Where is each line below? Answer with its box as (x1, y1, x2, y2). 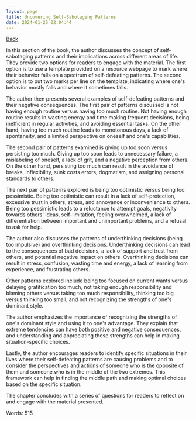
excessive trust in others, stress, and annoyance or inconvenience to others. (6, 199, 190, 206)
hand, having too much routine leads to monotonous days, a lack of (6, 126, 169, 133)
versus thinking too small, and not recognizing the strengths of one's (6, 296, 172, 303)
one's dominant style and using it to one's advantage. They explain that (6, 320, 178, 327)
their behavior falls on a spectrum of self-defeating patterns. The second (6, 71, 183, 79)
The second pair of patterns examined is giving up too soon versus (6, 144, 168, 151)
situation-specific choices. (6, 339, 70, 346)
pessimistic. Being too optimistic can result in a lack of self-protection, (6, 192, 176, 199)
